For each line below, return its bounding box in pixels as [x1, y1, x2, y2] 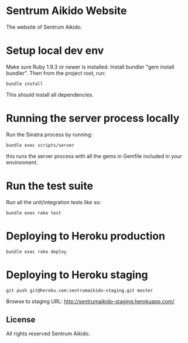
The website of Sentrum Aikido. [6, 23, 83, 30]
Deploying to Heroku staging [6, 268, 148, 282]
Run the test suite [6, 180, 94, 193]
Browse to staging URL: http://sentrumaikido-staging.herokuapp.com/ [6, 297, 175, 305]
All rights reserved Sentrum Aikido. [6, 330, 91, 337]
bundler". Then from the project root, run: [6, 69, 106, 77]
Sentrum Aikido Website [6, 4, 127, 18]
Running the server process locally [6, 112, 180, 125]
